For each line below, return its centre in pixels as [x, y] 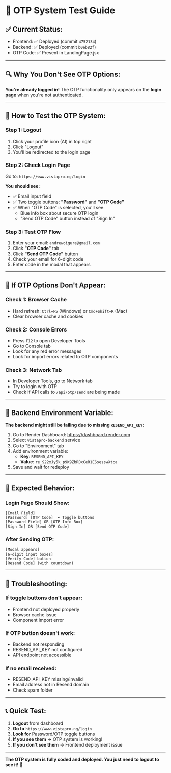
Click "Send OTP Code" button [45, 254]
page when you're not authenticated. [44, 95]
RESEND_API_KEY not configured [48, 650]
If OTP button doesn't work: [40, 633]
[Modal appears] [22, 550]
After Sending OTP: [30, 539]
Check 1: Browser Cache [36, 300]
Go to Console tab [32, 346]
